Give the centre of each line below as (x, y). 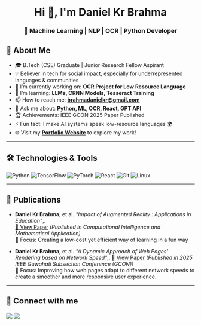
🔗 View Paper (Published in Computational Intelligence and (88, 227)
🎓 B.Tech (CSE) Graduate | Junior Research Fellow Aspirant (89, 65)
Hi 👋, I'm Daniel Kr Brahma (100, 12)
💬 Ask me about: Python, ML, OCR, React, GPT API (78, 108)
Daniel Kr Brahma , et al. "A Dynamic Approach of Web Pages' (92, 251)
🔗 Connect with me (42, 301)
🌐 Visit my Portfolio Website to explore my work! (75, 132)
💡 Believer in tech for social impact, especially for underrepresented (99, 73)
